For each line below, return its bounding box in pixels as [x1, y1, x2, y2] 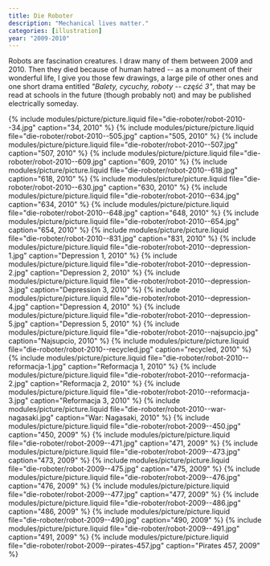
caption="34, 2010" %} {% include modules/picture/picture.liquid [37, 123, 255, 132]
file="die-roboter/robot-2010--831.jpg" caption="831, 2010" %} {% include [8, 234, 256, 243]
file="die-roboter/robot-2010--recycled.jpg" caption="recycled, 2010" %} [8, 344, 252, 354]
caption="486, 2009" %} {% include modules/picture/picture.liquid [8, 507, 231, 516]
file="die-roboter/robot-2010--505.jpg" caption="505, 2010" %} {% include [8, 132, 259, 141]
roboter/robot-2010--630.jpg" [8, 182, 107, 193]
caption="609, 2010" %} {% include [108, 157, 227, 167]
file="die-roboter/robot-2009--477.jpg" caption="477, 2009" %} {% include [8, 490, 260, 499]
